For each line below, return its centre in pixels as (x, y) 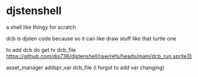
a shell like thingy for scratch (41, 27)
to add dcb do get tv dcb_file (41, 50)
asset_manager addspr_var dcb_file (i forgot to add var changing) (85, 67)
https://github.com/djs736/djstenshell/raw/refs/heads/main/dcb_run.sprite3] (99, 56)
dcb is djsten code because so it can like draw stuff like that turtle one (91, 38)
